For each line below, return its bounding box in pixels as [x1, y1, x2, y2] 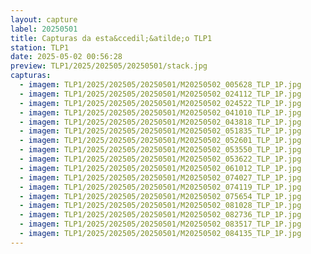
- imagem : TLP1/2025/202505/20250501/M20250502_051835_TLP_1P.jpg [19, 126, 302, 136]
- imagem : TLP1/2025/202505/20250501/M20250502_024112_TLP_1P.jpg [19, 89, 302, 99]
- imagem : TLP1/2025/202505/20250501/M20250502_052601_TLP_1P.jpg [19, 136, 302, 146]
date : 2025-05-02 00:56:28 [10, 52, 123, 62]
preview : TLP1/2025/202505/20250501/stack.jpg [10, 61, 208, 71]
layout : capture [10, 14, 78, 25]
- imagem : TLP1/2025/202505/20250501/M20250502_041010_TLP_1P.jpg [19, 107, 302, 118]
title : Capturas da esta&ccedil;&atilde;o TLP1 [10, 33, 213, 43]
